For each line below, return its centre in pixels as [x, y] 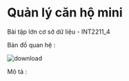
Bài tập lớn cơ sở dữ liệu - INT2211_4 [59, 32]
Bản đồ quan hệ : [31, 45]
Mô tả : [17, 71]
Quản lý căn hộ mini [65, 13]
